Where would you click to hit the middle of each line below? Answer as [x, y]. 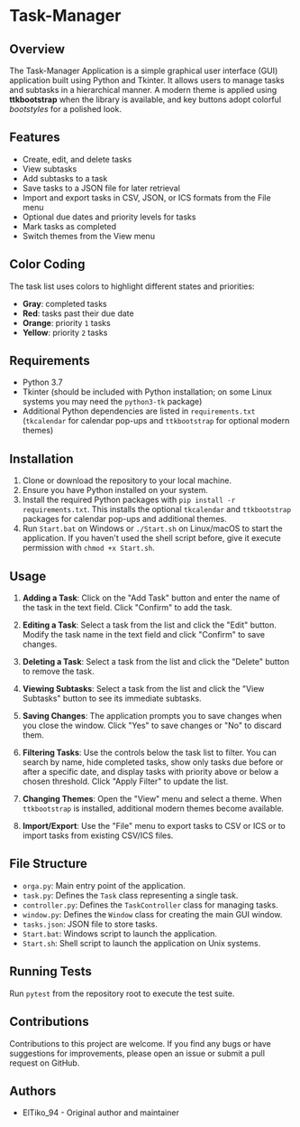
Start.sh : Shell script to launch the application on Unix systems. [141, 943]
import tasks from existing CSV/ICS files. [98, 835]
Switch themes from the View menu [89, 236]
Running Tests [50, 972]
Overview [37, 49]
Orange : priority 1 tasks [66, 322]
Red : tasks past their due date [78, 313]
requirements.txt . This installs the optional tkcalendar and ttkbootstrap [156, 509]
